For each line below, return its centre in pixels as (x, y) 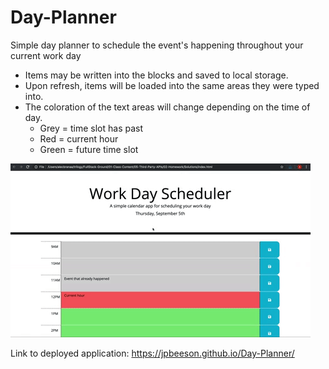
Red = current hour (79, 138)
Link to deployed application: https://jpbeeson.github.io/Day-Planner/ (152, 353)
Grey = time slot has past (91, 128)
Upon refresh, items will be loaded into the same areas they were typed (172, 85)
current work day (46, 55)
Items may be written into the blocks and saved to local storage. (156, 75)
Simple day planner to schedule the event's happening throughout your (157, 45)
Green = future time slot (89, 149)
